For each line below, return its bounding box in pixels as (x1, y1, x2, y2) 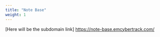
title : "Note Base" (5, 7, 47, 13)
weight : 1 (5, 12, 26, 17)
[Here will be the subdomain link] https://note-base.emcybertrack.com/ (5, 26, 155, 32)
